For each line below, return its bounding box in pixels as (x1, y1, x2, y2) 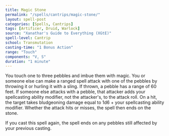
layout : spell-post (5, 17, 46, 22)
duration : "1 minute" (5, 59, 51, 64)
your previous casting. (5, 125, 52, 131)
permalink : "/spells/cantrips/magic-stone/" (5, 12, 100, 17)
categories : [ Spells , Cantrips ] (5, 21, 73, 27)
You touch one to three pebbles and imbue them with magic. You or (5, 73, 145, 79)
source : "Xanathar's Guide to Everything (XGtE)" (5, 31, 112, 36)
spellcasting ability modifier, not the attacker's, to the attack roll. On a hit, (5, 94, 157, 100)
